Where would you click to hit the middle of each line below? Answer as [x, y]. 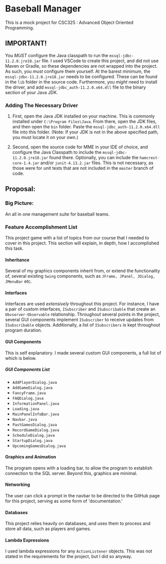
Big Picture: [19, 203]
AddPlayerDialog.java [34, 382]
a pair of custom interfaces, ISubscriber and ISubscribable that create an [80, 309]
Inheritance [17, 260]
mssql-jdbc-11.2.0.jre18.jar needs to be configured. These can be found [81, 76]
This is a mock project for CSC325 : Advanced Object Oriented [69, 22]
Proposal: [20, 189]
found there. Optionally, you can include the [94, 158]
